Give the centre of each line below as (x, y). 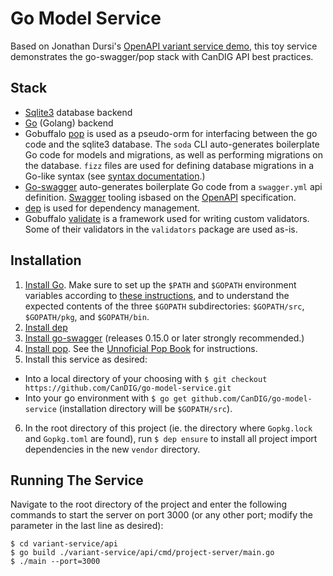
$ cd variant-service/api (64, 544)
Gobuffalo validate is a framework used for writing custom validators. (167, 218)
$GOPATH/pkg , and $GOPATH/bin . (87, 316)
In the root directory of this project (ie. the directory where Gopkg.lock (168, 428)
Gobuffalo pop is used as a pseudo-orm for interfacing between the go (171, 133)
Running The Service (77, 480)
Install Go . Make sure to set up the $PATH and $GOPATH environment (160, 284)
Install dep (46, 327)
